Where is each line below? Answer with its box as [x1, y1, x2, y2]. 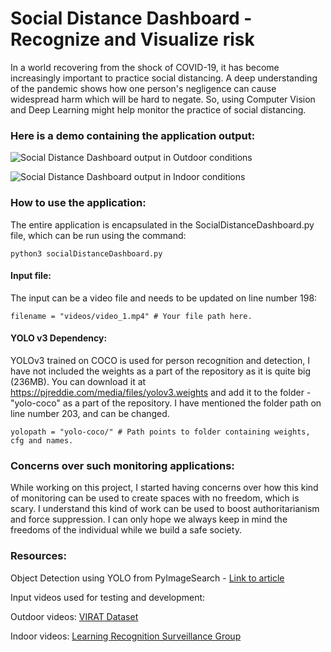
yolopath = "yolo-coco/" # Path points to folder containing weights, [10, 427, 311, 437]
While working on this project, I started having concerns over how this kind [10, 482, 319, 494]
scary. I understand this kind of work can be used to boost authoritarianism [10, 503, 320, 515]
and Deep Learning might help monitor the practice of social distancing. [10, 103, 307, 116]
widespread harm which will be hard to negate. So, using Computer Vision [10, 93, 316, 105]
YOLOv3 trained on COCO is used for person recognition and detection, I [10, 354, 311, 366]
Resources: [10, 549, 67, 563]
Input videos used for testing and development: [10, 591, 206, 603]
